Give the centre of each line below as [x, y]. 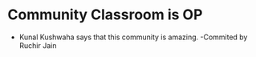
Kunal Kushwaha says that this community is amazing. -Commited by [133, 37]
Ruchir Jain [38, 45]
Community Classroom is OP [105, 15]
